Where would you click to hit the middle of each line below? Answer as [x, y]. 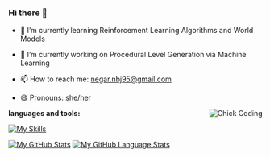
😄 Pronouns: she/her [55, 98]
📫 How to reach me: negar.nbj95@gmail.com [96, 79]
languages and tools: [44, 114]
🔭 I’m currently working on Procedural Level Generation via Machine [133, 55]
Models [33, 39]
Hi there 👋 [28, 13]
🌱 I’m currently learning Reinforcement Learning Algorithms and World [137, 31]
